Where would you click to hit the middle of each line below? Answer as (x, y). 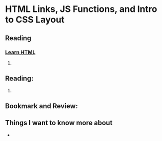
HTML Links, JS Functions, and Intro (81, 9)
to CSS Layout (35, 20)
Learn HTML (20, 52)
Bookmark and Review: (41, 106)
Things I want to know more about (59, 123)
